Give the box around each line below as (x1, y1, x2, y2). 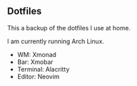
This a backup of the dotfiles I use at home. (7, 23, 131, 32)
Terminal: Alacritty (17, 65, 70, 73)
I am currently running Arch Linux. (7, 37, 104, 45)
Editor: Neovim (17, 72, 60, 80)
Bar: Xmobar (17, 58, 54, 66)
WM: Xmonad (17, 50, 57, 58)
